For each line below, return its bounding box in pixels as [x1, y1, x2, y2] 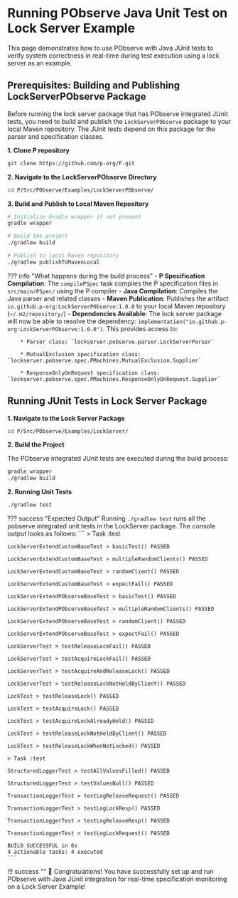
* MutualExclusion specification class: [20, 350, 141, 357]
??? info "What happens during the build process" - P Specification [7, 271, 205, 280]
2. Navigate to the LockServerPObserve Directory [7, 172, 158, 181]
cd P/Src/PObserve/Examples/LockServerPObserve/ [7, 187, 154, 194]
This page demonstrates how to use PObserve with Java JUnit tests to [7, 43, 214, 52]
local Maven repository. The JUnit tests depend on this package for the [7, 125, 216, 133]
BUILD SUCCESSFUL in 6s [7, 842, 78, 850]
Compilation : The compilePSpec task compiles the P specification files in [7, 279, 219, 288]
